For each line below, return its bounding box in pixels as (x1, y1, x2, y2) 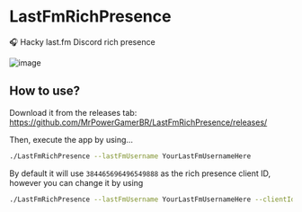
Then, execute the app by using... (9, 134, 133, 145)
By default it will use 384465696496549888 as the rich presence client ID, (9, 168, 271, 179)
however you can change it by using (9, 177, 144, 188)
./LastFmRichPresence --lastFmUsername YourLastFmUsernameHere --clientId (9, 195, 296, 204)
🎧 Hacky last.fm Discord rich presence (9, 36, 155, 47)
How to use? (9, 84, 81, 99)
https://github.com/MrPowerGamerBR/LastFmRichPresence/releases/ (9, 117, 268, 128)
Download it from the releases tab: (9, 107, 138, 118)
